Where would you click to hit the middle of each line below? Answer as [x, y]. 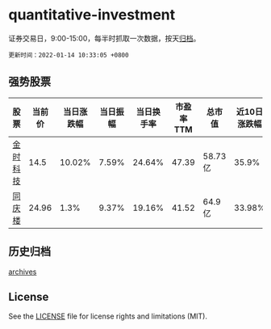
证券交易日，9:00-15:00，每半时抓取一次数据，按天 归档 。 [104, 38]
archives [23, 272]
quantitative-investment [92, 15]
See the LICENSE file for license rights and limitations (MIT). [108, 316]
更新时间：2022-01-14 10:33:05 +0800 [69, 55]
